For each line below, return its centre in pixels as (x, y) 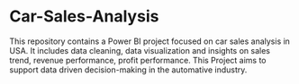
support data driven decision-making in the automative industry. (128, 70)
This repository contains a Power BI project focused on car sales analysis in (150, 41)
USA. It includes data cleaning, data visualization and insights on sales (140, 50)
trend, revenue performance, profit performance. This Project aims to (138, 60)
